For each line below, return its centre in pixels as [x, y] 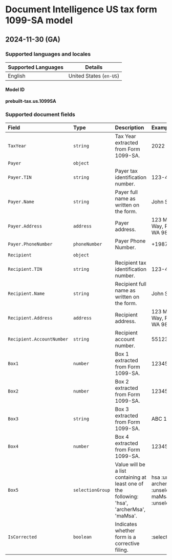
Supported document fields [40, 114]
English [17, 76]
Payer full [126, 192]
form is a [126, 537]
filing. [122, 550]
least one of [129, 484]
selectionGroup [92, 490]
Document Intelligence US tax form [81, 10]
